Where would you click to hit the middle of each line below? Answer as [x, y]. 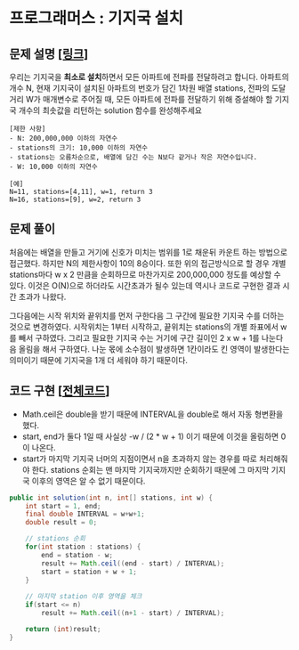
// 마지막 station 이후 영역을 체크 [84, 597]
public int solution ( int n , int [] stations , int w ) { [111, 498]
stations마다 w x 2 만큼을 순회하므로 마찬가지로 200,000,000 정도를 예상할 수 [145, 274]
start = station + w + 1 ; [89, 572]
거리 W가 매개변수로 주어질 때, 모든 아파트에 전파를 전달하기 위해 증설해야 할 [141, 99]
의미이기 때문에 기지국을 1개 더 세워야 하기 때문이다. [99, 360]
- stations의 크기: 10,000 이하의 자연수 [79, 148]
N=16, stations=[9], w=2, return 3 [75, 199]
